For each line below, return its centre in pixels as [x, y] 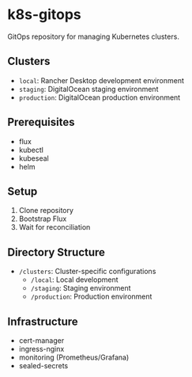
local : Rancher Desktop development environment [102, 80]
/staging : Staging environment [81, 288]
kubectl [31, 150]
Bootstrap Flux [43, 219]
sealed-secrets [43, 366]
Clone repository [46, 211]
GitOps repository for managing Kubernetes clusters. [93, 36]
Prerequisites [41, 122]
